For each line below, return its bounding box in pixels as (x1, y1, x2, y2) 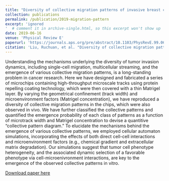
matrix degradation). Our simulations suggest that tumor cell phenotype (5, 144, 154, 150)
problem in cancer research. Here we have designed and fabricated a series (5, 74, 163, 80)
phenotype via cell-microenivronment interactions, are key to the (5, 154, 140, 161)
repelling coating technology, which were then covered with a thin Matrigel (5, 85, 160, 91)
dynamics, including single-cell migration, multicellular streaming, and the (5, 64, 158, 70)
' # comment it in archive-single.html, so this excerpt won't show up (5, 26, 161, 31)
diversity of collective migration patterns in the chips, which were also (5, 101, 150, 107)
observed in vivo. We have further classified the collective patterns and (5, 107, 153, 113)
